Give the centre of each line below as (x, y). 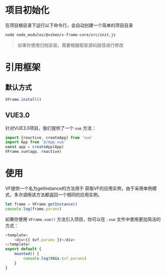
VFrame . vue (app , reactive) (33, 152)
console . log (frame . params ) (33, 209)
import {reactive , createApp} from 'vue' (49, 137)
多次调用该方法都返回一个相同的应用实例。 (58, 194)
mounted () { (27, 254)
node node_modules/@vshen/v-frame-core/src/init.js (60, 35)
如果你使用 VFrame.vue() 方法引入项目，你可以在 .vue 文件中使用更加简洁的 (83, 219)
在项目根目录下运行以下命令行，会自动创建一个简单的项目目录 (69, 25)
